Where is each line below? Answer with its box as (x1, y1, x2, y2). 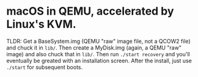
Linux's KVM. (6, 17, 76, 31)
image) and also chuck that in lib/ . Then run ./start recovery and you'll (6, 50, 191, 57)
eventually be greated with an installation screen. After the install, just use (6, 57, 193, 64)
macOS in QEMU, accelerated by (6, 4, 174, 18)
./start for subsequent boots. (6, 63, 83, 71)
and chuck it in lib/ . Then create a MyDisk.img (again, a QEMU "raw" (6, 44, 182, 51)
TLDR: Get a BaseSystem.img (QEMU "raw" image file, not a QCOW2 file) (6, 37, 191, 45)
